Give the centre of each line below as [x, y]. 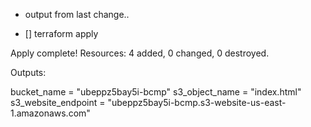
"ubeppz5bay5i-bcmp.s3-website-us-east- [197, 102]
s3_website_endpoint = [58, 102]
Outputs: [28, 72]
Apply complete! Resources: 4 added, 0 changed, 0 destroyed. [140, 53]
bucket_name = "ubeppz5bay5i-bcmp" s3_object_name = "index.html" [156, 92]
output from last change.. [77, 14]
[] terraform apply [61, 33]
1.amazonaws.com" [50, 113]
